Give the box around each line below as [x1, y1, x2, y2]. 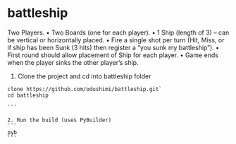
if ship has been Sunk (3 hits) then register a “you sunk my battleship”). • [7, 43, 220, 52]
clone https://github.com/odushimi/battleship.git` [7, 85, 162, 92]
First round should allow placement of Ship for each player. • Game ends [7, 51, 218, 59]
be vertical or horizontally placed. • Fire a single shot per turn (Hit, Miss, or [7, 35, 225, 44]
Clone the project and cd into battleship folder [17, 72, 151, 80]
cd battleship [7, 92, 49, 99]
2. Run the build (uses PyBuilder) [7, 116, 112, 124]
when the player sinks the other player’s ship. [7, 58, 139, 66]
